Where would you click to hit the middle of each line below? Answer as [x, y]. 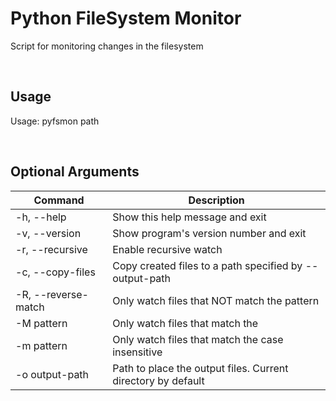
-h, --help [41, 217]
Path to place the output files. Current [200, 368]
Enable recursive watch [167, 249]
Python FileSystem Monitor [126, 18]
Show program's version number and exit [209, 233]
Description [216, 200]
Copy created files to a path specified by [207, 265]
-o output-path [52, 374]
